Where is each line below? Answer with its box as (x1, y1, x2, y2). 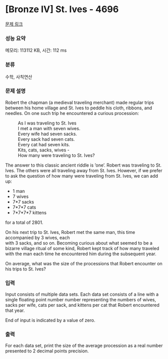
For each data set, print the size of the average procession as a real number (5, 343, 163, 349)
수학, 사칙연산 (5, 73, 33, 79)
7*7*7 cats (12, 204, 36, 210)
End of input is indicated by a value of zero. (5, 317, 96, 324)
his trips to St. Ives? (5, 266, 46, 272)
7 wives (12, 193, 29, 200)
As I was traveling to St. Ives (18, 120, 77, 126)
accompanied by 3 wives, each (5, 234, 70, 241)
